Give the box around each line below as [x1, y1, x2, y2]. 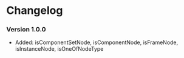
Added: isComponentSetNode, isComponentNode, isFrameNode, [15, 39, 179, 46]
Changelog [6, 4, 63, 18]
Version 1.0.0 [6, 25, 46, 34]
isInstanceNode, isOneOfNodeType [15, 45, 104, 53]
